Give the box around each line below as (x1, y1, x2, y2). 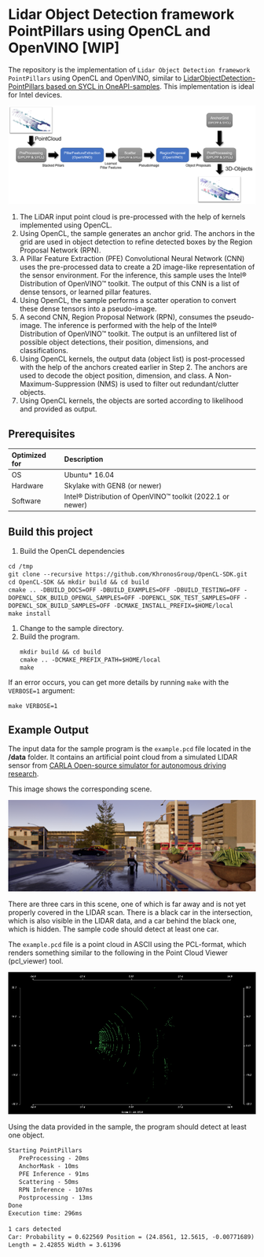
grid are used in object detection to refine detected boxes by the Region (19, 238, 253, 247)
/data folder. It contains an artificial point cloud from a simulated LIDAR (8, 753, 238, 762)
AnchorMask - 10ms (18, 1162, 79, 1170)
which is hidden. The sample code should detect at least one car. (8, 924, 219, 934)
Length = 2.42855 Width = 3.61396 (8, 1240, 122, 1248)
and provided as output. (19, 404, 97, 414)
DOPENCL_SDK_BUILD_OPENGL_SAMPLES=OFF (8, 594, 135, 602)
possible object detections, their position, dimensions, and (19, 337, 209, 347)
